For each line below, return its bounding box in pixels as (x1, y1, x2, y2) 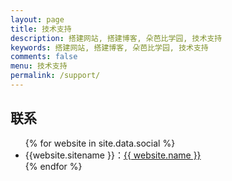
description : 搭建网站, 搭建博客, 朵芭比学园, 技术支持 (10, 33, 223, 43)
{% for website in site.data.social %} (24, 137, 176, 149)
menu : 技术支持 (10, 61, 68, 71)
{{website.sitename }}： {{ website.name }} (24, 149, 202, 161)
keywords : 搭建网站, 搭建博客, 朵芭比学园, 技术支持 (10, 42, 209, 53)
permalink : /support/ (10, 71, 101, 81)
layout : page (10, 14, 65, 25)
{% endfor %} (24, 160, 83, 172)
